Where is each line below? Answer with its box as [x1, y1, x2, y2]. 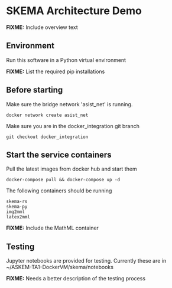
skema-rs [6, 199, 28, 205]
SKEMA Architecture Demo [6, 4, 142, 18]
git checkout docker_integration [6, 134, 89, 140]
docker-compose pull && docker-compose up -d [6, 177, 120, 183]
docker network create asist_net [6, 112, 89, 118]
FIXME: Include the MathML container [6, 224, 99, 231]
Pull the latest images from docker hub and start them [6, 165, 137, 172]
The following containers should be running [6, 187, 112, 194]
